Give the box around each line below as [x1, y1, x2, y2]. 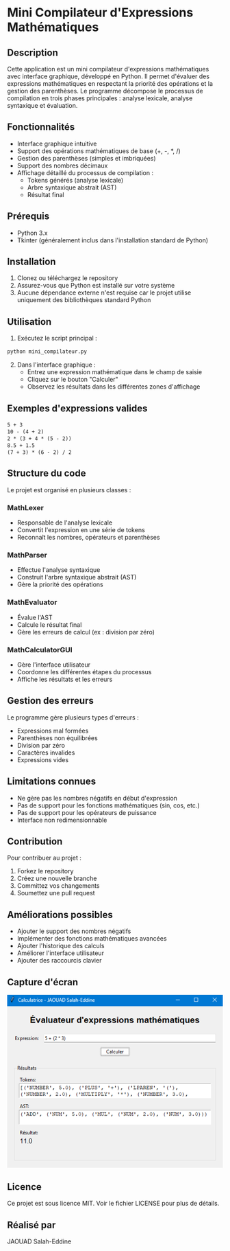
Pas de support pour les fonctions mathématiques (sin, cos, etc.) [16, 801, 200, 810]
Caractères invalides [16, 748, 75, 757]
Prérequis [7, 211, 50, 222]
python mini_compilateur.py [7, 348, 88, 355]
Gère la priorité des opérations [16, 580, 104, 588]
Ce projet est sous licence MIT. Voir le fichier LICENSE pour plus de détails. [7, 1200, 220, 1208]
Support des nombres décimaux [16, 161, 108, 170]
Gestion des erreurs [7, 695, 94, 707]
